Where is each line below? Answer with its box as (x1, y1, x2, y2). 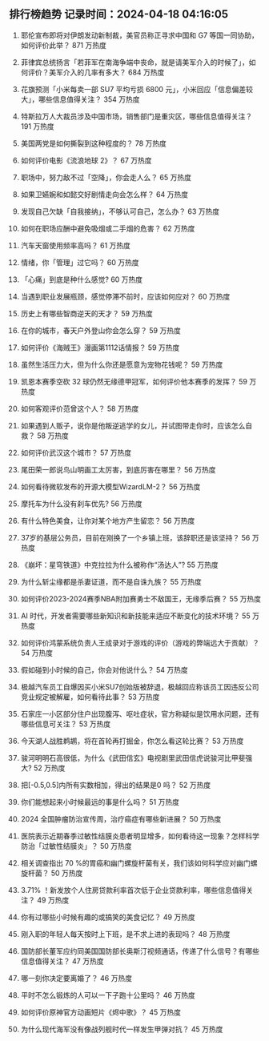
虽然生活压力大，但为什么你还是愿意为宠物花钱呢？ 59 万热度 (20, 360, 223, 369)
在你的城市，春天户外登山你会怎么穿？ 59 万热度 (20, 325, 181, 335)
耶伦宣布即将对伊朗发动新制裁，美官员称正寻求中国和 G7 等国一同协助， (20, 30, 259, 40)
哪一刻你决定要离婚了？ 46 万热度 (20, 973, 133, 983)
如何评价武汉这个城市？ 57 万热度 (20, 448, 131, 457)
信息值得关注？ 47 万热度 (20, 956, 104, 966)
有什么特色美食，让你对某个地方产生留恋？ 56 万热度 (20, 516, 195, 525)
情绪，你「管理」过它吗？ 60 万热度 (20, 257, 139, 267)
